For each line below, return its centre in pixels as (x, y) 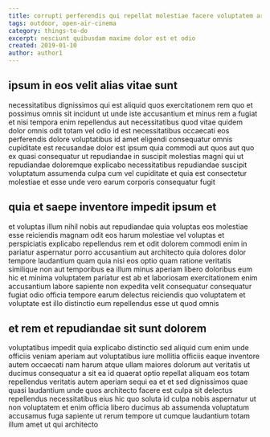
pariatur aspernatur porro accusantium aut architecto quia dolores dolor (127, 252)
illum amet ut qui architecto (53, 425)
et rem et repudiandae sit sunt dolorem (108, 329)
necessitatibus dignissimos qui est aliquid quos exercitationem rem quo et (131, 104)
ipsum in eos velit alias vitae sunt (93, 86)
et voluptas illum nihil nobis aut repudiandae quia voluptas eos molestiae (128, 227)
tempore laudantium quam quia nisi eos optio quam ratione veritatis (120, 260)
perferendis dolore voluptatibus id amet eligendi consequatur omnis (121, 139)
